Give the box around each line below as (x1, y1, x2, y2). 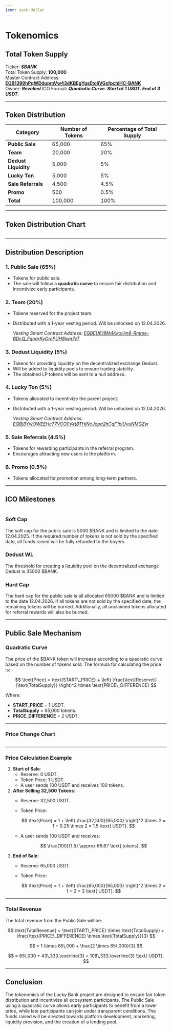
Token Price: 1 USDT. (20, 777, 65, 783)
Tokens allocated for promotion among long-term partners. (12, 475, 137, 481)
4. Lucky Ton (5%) (5, 384, 52, 391)
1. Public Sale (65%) (5, 263, 56, 270)
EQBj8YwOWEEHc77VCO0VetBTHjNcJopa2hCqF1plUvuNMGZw (12, 421, 148, 427)
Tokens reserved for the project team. (12, 310, 93, 316)
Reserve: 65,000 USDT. (20, 863, 70, 869)
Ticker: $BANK (5, 64, 37, 70)
